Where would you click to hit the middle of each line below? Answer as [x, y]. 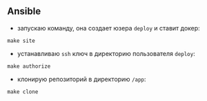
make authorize [29, 66]
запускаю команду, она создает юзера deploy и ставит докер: [108, 28]
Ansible [24, 11]
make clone [23, 92]
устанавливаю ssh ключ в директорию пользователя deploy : [106, 53]
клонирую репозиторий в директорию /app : [81, 79]
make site [21, 41]
